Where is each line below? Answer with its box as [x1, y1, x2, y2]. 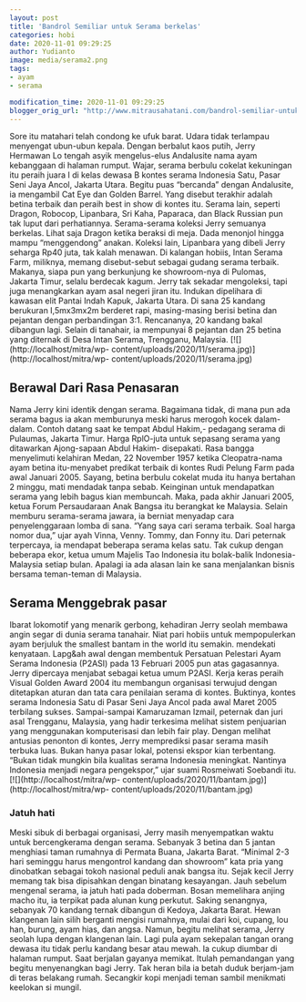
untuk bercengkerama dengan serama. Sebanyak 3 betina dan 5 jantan [9, 837, 276, 848]
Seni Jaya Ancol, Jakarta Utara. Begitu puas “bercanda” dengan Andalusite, [9, 179, 294, 190]
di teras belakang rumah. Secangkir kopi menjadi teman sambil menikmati [9, 972, 286, 984]
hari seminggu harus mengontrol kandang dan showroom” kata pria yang [9, 856, 284, 867]
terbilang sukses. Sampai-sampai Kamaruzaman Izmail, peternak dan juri [9, 707, 284, 717]
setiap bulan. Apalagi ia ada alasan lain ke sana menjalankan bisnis [45, 559, 295, 570]
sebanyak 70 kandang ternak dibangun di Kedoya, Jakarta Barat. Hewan [9, 905, 280, 915]
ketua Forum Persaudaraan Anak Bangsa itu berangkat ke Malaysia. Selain [9, 501, 289, 512]
